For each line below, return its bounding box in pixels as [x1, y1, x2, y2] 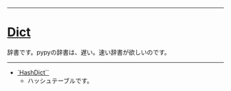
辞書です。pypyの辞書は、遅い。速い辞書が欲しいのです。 [7, 48, 170, 56]
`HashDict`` [16, 68, 49, 77]
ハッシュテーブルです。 [27, 77, 93, 85]
